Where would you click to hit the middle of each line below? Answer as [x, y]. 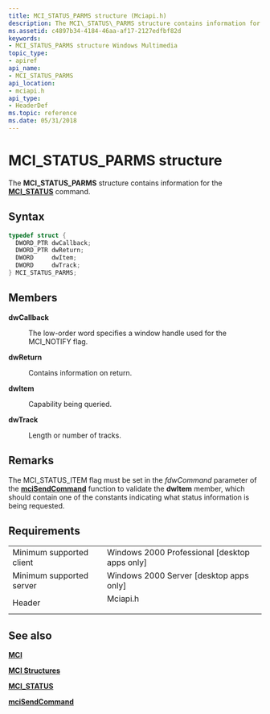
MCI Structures [34, 670]
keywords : [25, 38]
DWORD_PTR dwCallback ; [53, 243]
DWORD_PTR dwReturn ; [50, 251]
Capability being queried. [70, 404]
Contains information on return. [80, 372]
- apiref [23, 61]
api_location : [32, 83]
